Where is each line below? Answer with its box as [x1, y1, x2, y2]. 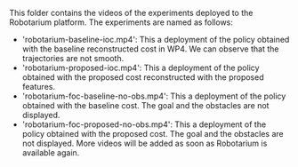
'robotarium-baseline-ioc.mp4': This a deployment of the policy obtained [21, 35, 290, 44]
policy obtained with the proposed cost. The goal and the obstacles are [21, 129, 284, 139]
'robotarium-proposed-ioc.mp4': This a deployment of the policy [21, 62, 260, 73]
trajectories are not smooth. [21, 53, 125, 63]
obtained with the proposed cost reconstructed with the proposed [21, 72, 264, 83]
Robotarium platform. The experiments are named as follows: [9, 17, 234, 28]
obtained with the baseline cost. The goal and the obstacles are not [21, 100, 270, 110]
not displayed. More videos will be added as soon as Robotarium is [21, 138, 268, 148]
